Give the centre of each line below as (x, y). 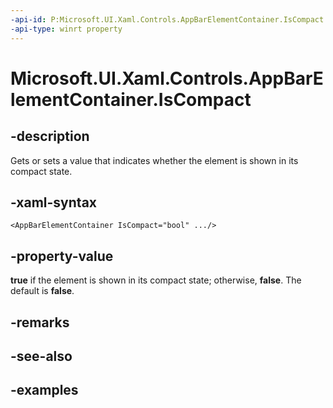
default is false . (42, 291)
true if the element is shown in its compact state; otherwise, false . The (156, 280)
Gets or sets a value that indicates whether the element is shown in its (154, 160)
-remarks (40, 322)
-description (50, 136)
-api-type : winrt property (66, 29)
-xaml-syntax (54, 202)
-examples (44, 390)
